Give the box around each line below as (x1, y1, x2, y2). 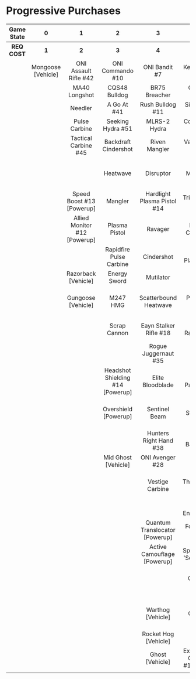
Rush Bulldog (139, 100, 177, 108)
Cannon (107, 329, 129, 337)
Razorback (66, 269, 96, 278)
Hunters (146, 429, 169, 437)
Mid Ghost (103, 453, 132, 461)
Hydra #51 (103, 124, 133, 132)
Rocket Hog (142, 630, 174, 638)
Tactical (70, 134, 92, 142)
